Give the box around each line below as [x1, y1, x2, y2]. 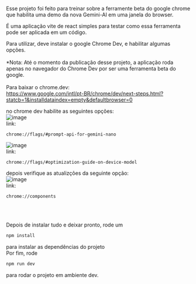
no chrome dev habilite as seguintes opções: [6, 108, 114, 114]
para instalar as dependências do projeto [6, 243, 105, 250]
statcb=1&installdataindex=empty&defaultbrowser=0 [6, 96, 133, 103]
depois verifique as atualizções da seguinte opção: [6, 170, 129, 177]
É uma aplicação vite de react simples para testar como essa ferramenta [6, 23, 181, 29]
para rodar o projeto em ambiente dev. [6, 271, 99, 278]
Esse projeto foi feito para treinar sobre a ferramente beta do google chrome [6, 5, 191, 12]
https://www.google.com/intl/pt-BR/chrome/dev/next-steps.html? [6, 90, 164, 97]
